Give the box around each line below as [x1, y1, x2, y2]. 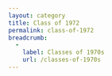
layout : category [8, 11, 66, 20]
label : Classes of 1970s [22, 48, 105, 56]
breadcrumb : [8, 33, 48, 42]
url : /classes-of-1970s [22, 56, 102, 64]
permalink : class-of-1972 [8, 26, 94, 34]
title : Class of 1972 [8, 19, 80, 27]
